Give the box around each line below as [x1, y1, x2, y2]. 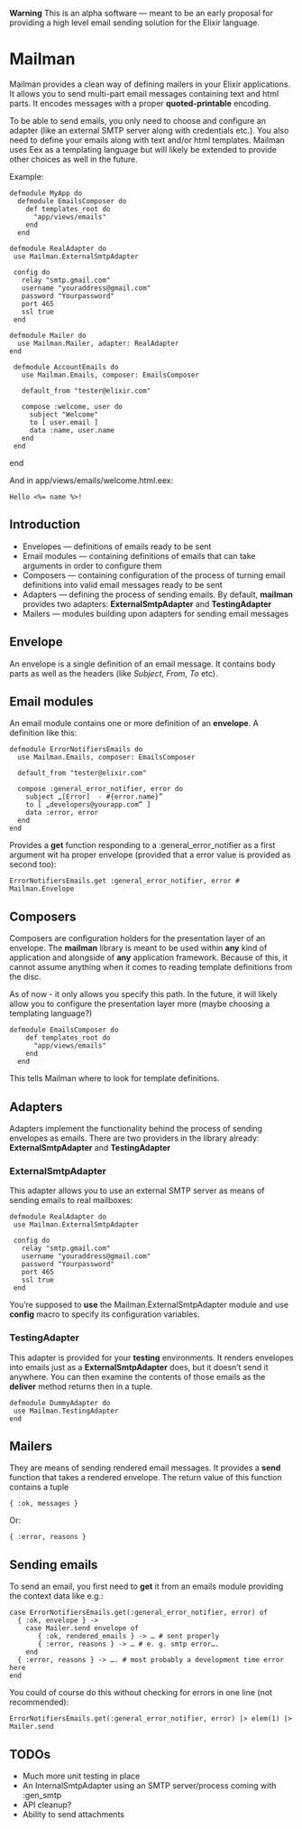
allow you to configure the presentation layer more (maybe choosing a [9, 998, 270, 1010]
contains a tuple [9, 1481, 69, 1493]
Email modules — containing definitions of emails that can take [22, 550, 256, 561]
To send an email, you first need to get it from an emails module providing [9, 1581, 284, 1592]
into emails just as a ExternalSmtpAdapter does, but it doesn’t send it [9, 1361, 269, 1372]
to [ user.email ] [29, 417, 99, 427]
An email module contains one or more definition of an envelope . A [9, 718, 259, 729]
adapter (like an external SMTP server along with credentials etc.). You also [9, 125, 289, 135]
